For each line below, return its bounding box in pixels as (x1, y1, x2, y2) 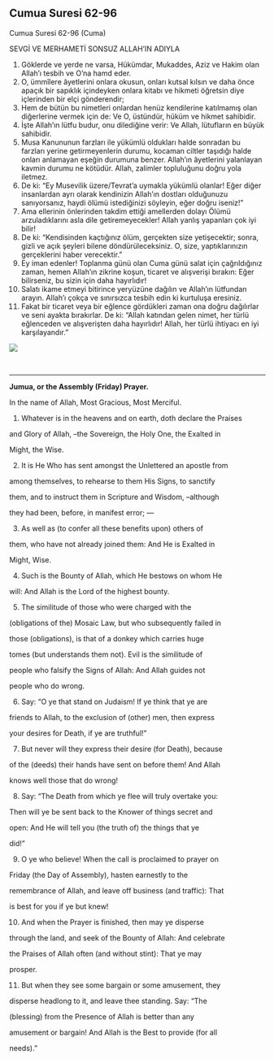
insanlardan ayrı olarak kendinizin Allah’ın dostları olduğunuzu (20, 189, 228, 198)
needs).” (9, 1043, 38, 1053)
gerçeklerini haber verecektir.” (20, 250, 123, 259)
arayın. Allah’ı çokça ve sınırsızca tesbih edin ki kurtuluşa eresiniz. (20, 293, 242, 302)
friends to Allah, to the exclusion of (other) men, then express (9, 712, 215, 722)
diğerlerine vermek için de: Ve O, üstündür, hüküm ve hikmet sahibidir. (20, 111, 256, 121)
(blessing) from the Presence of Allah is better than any (9, 1011, 194, 1021)
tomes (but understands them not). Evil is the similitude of (9, 649, 203, 659)
